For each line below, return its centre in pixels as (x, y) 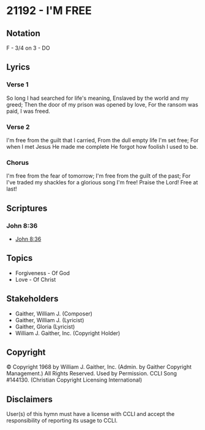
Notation (24, 33)
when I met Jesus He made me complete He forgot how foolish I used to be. (102, 146)
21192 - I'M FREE (49, 11)
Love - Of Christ (35, 279)
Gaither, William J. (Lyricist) (50, 320)
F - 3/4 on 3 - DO (28, 48)
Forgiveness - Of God (43, 273)
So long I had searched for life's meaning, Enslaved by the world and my (98, 98)
